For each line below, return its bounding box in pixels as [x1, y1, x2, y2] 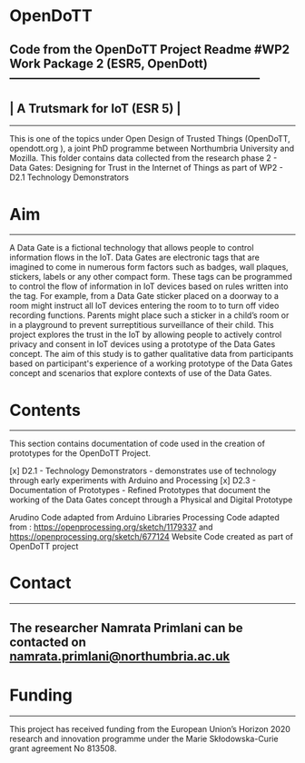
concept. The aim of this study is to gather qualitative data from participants [9, 349, 294, 360]
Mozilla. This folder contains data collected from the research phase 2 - [9, 153, 278, 163]
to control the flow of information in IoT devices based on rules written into [9, 281, 289, 292]
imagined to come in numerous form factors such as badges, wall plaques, [9, 262, 289, 272]
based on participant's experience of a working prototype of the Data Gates [9, 358, 293, 369]
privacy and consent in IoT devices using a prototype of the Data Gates [9, 339, 276, 350]
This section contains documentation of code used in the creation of [9, 438, 266, 450]
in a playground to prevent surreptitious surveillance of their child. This [9, 320, 274, 331]
